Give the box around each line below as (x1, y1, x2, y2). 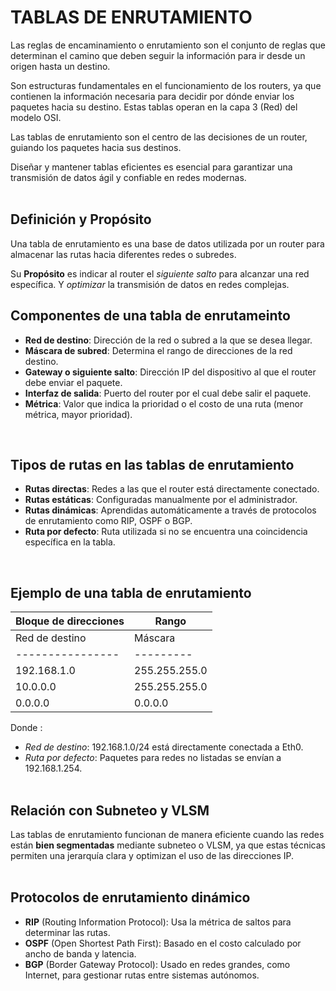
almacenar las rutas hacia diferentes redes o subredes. (10, 248, 237, 260)
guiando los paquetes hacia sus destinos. (10, 141, 182, 153)
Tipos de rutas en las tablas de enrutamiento (10, 456, 295, 473)
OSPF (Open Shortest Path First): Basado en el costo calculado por (24, 937, 302, 949)
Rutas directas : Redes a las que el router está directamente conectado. (24, 483, 320, 495)
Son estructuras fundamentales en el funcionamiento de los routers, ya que (10, 79, 322, 91)
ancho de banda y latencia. (24, 947, 137, 960)
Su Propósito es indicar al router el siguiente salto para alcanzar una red (10, 267, 310, 280)
